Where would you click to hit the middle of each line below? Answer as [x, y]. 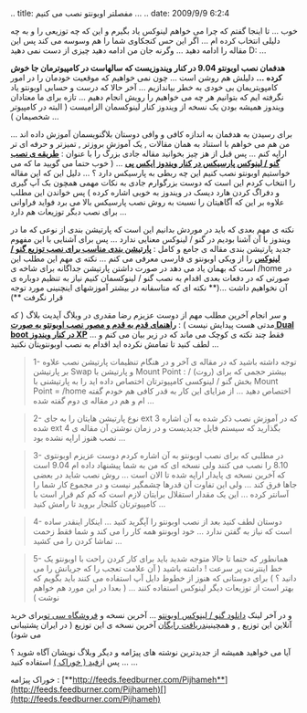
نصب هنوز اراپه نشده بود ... [79, 438]
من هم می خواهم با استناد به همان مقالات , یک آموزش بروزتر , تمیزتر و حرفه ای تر [150, 144]
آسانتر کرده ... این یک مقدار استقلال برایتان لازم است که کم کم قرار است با [161, 494]
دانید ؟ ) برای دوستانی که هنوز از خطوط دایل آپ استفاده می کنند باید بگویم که [164, 578]
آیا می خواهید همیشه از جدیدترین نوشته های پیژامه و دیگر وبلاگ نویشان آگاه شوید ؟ [151, 652]
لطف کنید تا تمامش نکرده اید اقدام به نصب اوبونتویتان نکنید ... [115, 344]
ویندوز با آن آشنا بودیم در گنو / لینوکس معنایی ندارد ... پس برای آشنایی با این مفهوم [151, 239]
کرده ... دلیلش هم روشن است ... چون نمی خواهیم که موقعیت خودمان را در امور [146, 78]
